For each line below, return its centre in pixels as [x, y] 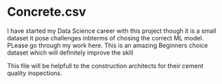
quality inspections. [35, 73]
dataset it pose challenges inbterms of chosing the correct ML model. [106, 38]
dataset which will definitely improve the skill [70, 53]
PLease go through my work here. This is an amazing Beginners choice [108, 45]
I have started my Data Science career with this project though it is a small [112, 31]
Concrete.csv [47, 12]
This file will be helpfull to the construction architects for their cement [105, 66]
